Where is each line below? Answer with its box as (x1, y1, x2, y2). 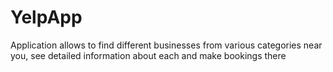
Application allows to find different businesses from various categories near (10, 39, 323, 51)
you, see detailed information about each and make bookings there (10, 49, 287, 61)
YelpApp (10, 6, 83, 29)
